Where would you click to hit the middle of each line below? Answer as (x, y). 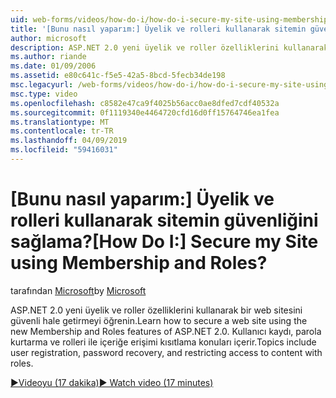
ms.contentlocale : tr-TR (62, 131)
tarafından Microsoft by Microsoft (78, 290)
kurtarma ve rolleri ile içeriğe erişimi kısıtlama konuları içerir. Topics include (163, 342)
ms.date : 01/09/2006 (53, 66)
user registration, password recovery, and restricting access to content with (166, 352)
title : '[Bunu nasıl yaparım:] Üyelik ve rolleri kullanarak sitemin (158, 29)
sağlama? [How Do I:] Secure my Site (164, 242)
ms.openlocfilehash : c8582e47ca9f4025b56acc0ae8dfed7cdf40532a (145, 103)
